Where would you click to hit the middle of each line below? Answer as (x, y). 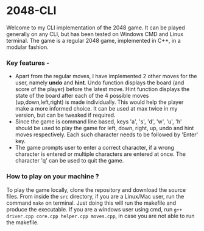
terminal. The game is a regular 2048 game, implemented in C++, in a (93, 40)
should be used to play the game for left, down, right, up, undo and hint (104, 128)
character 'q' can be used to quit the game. (69, 161)
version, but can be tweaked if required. (65, 115)
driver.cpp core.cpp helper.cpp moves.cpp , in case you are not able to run (100, 216)
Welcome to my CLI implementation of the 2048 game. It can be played (96, 28)
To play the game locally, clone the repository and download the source (96, 189)
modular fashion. (27, 47)
